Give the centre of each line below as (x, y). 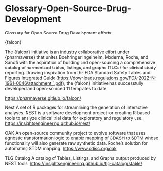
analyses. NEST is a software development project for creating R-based (78, 113)
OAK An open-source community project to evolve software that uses (75, 133)
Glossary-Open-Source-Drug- (68, 9)
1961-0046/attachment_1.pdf (34, 83)
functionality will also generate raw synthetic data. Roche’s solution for (77, 143)
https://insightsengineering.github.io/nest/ (48, 123)
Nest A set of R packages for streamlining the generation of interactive (77, 107)
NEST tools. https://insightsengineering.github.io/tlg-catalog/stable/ (74, 163)
